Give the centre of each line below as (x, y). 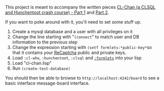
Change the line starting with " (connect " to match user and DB (76, 37)
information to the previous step (45, 42)
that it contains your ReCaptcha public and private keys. (69, 52)
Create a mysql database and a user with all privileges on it (72, 31)
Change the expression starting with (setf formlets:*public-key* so (82, 47)
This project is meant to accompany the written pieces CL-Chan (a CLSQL (80, 7)
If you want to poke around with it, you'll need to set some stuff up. (73, 22)
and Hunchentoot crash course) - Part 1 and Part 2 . (57, 12)
